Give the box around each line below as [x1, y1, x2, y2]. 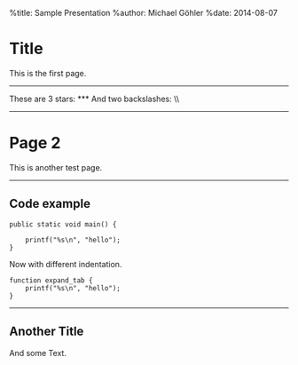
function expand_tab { [9, 275, 93, 285]
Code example [9, 196, 91, 211]
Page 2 [9, 133, 61, 154]
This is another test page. [9, 162, 103, 172]
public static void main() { [9, 219, 117, 229]
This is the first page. [9, 67, 87, 78]
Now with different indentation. [9, 258, 122, 269]
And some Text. [9, 347, 67, 358]
